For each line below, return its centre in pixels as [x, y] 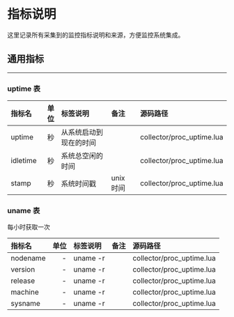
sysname [25, 304]
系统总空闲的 [82, 156]
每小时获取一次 [29, 227]
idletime [24, 161]
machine [25, 292]
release [23, 281]
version [23, 270]
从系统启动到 [82, 132]
